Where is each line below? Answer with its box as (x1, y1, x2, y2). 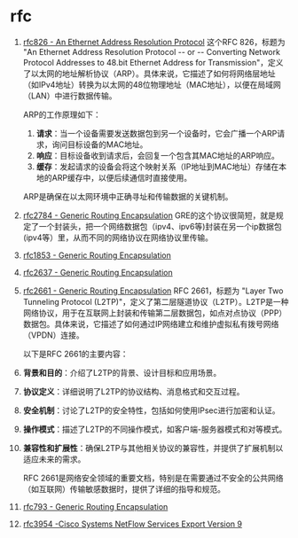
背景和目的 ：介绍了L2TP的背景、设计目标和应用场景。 (22, 367, 222, 378)
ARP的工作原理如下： (22, 109, 101, 120)
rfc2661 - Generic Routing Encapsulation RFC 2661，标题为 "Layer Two (22, 285, 284, 296)
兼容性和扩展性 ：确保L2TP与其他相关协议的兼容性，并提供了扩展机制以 (22, 442, 284, 453)
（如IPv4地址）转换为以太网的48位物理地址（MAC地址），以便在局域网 (22, 79, 282, 90)
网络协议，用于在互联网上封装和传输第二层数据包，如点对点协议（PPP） (22, 308, 287, 318)
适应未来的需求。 (22, 454, 86, 464)
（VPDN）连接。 (22, 330, 85, 340)
